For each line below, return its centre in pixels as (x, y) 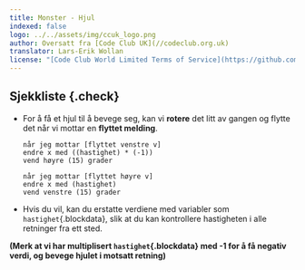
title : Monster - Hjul (52, 18)
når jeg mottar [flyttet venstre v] (92, 145)
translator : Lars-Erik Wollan (67, 52)
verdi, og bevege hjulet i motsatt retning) (88, 256)
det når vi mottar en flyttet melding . (90, 128)
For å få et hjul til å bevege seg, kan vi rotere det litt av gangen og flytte (156, 118)
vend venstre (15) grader (71, 192)
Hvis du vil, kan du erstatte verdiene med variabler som (126, 208)
